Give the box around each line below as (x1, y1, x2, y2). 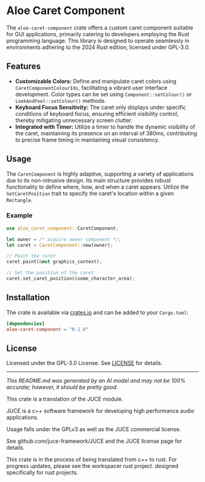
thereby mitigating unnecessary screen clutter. (15, 116, 133, 124)
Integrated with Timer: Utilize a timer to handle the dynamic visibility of (15, 123, 195, 130)
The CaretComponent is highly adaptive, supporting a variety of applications (6, 170, 194, 178)
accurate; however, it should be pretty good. (6, 383, 118, 391)
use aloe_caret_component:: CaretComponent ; (6, 225, 119, 232)
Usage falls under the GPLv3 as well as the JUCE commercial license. (6, 426, 181, 433)
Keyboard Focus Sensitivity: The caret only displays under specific (15, 104, 186, 111)
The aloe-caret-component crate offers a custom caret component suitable (6, 24, 193, 31)
